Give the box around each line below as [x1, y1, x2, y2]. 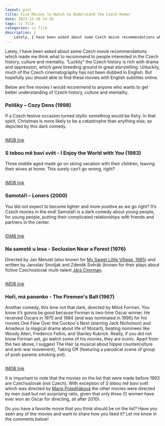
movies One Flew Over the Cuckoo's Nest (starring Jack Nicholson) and [5, 320, 151, 326]
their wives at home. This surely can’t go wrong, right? [5, 166, 115, 172]
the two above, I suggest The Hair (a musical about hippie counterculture [5, 341, 153, 347]
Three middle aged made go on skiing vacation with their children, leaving [5, 161, 155, 167]
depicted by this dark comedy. [5, 123, 67, 129]
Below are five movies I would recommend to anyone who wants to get [5, 84, 148, 90]
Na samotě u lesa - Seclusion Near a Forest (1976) [5, 245, 126, 252]
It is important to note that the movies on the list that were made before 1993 [5, 375, 160, 381]
